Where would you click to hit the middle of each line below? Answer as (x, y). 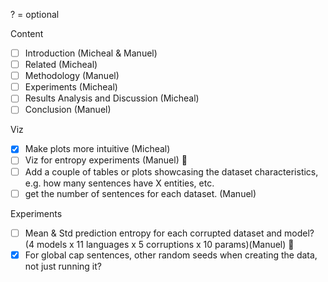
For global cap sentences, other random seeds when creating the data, (171, 255)
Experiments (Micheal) (71, 87)
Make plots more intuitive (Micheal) (97, 149)
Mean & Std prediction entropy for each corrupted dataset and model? (169, 233)
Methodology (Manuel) (72, 76)
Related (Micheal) (61, 65)
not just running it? (63, 266)
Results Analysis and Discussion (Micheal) (112, 98)
